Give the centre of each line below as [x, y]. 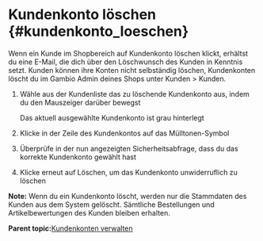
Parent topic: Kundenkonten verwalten [71, 228]
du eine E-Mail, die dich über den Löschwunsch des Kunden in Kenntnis [126, 62]
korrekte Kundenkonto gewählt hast [78, 157]
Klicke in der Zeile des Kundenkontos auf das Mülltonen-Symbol [124, 133]
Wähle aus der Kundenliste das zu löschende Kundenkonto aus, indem [134, 94]
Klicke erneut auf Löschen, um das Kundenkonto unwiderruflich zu [128, 172]
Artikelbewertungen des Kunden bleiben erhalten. [89, 212]
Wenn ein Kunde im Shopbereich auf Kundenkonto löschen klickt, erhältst [128, 53]
